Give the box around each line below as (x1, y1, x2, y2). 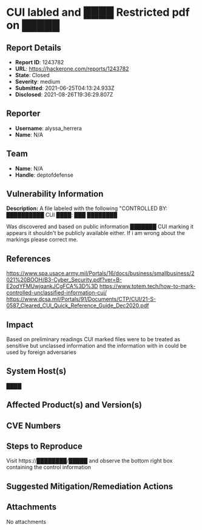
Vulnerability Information (6, 189, 104, 199)
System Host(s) (6, 366, 67, 376)
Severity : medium (15, 78, 61, 85)
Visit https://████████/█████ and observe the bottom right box (6, 457, 173, 464)
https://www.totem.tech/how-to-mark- (99, 282, 196, 290)
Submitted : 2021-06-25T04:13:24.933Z (15, 84, 115, 92)
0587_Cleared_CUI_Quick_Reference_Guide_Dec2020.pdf (6, 302, 149, 309)
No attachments (6, 518, 47, 525)
